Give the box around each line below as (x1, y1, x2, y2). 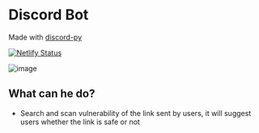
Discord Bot (8, 6, 89, 24)
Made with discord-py (8, 32, 83, 42)
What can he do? (8, 87, 96, 101)
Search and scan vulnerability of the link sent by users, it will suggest (19, 108, 252, 118)
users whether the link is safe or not (19, 117, 140, 127)
